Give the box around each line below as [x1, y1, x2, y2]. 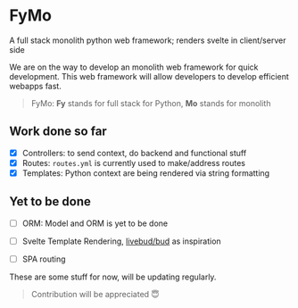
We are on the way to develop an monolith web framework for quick [9, 62, 259, 72]
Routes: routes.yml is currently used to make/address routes [21, 157, 246, 168]
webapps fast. [9, 80, 62, 91]
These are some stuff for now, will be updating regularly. [9, 271, 217, 282]
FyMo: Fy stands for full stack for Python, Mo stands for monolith [30, 97, 271, 108]
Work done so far [9, 124, 107, 139]
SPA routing [21, 254, 66, 264]
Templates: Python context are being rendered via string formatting [21, 167, 270, 179]
